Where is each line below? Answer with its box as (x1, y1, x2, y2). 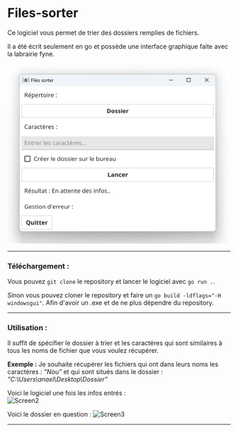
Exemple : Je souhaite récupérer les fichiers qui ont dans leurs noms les (7, 360, 219, 369)
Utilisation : (7, 322, 47, 332)
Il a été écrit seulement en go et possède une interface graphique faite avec (7, 42, 229, 50)
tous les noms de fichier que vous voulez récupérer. (7, 346, 159, 355)
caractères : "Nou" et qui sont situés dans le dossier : (7, 368, 164, 376)
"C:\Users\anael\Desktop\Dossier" (7, 375, 108, 384)
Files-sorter (7, 5, 79, 21)
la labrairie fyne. (7, 50, 55, 58)
